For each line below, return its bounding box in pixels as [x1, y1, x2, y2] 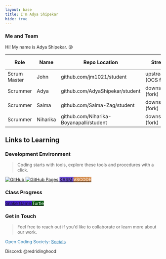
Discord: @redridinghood [5, 248, 57, 254]
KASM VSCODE [59, 176, 91, 183]
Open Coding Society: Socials [5, 238, 66, 245]
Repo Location [83, 59, 119, 66]
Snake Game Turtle [5, 200, 44, 206]
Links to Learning [5, 136, 60, 144]
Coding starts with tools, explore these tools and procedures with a [17, 162, 154, 168]
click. [17, 167, 29, 173]
